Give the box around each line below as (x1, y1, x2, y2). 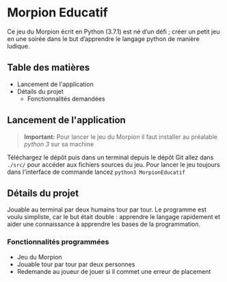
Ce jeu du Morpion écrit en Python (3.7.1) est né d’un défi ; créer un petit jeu (7, 27, 220, 36)
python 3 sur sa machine (23, 140, 94, 148)
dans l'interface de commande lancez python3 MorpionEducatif (7, 168, 186, 176)
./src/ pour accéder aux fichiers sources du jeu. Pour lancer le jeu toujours (7, 160, 220, 168)
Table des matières (7, 62, 90, 73)
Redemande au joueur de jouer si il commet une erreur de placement (16, 267, 211, 275)
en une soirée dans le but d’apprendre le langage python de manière (7, 34, 200, 42)
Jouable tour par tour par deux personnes (16, 260, 135, 268)
